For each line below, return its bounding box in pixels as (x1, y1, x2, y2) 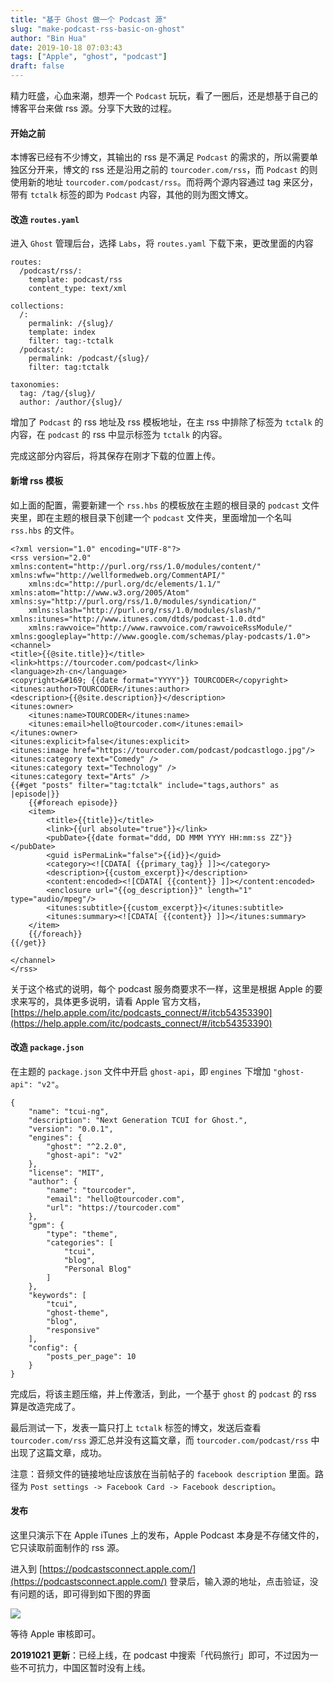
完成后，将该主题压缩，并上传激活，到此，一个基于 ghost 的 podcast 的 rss (10, 1387, 317, 1400)
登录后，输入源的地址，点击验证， (169, 1576, 310, 1588)
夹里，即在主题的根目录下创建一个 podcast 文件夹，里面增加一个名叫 (10, 511, 292, 523)
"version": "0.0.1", (28, 1124, 114, 1134)
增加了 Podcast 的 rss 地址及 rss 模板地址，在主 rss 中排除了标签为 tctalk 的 (10, 416, 324, 428)
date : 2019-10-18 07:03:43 (10, 42, 123, 53)
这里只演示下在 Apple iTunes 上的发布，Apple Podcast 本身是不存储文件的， (10, 1529, 325, 1541)
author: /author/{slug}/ (19, 397, 123, 408)
